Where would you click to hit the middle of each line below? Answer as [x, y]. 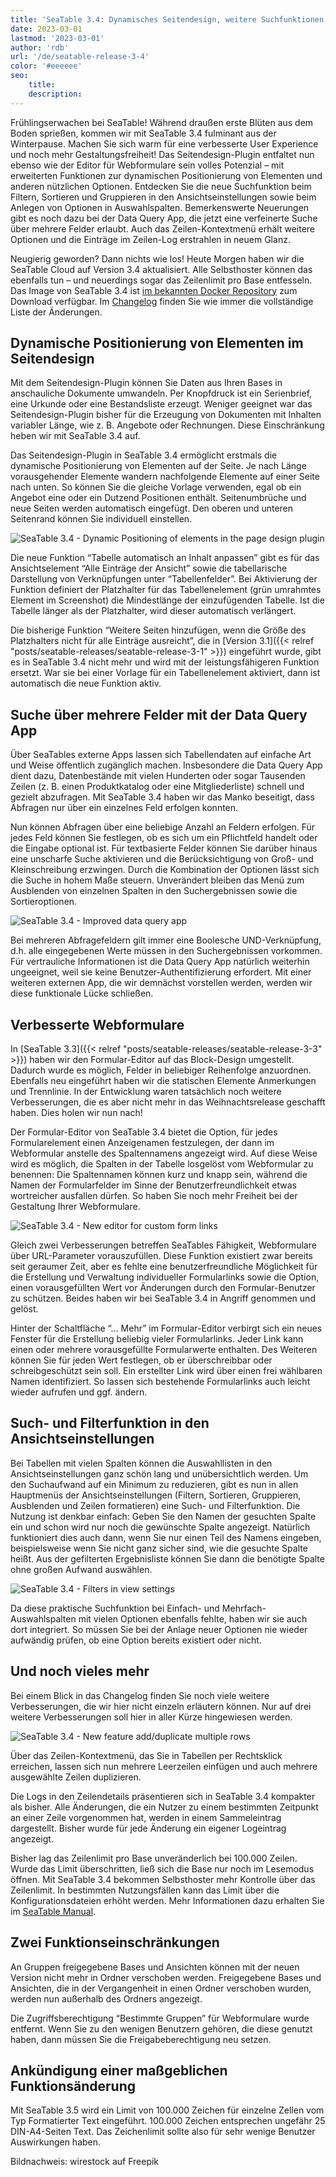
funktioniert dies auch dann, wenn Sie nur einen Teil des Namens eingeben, [166, 1537]
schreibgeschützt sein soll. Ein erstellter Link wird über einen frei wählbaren [166, 1371]
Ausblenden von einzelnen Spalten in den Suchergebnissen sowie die [154, 891]
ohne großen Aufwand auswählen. [81, 1569]
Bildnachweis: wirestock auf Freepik [85, 2162]
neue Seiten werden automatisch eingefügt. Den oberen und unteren [152, 508]
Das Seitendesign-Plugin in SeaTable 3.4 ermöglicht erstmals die [144, 455]
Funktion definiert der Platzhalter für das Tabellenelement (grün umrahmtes [166, 590]
